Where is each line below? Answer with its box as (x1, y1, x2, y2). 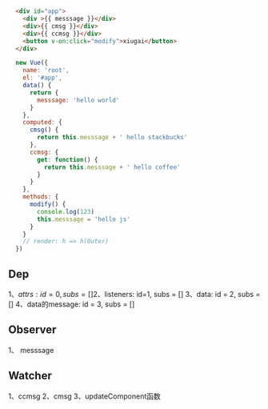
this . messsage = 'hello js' (37, 215, 130, 223)
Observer (8, 323, 57, 337)
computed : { (22, 118, 62, 126)
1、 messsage (8, 345, 54, 355)
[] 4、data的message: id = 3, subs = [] (8, 299, 135, 309)
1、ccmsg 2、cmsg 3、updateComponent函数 (8, 391, 162, 401)
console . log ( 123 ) (37, 207, 94, 215)
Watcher (8, 369, 52, 383)
